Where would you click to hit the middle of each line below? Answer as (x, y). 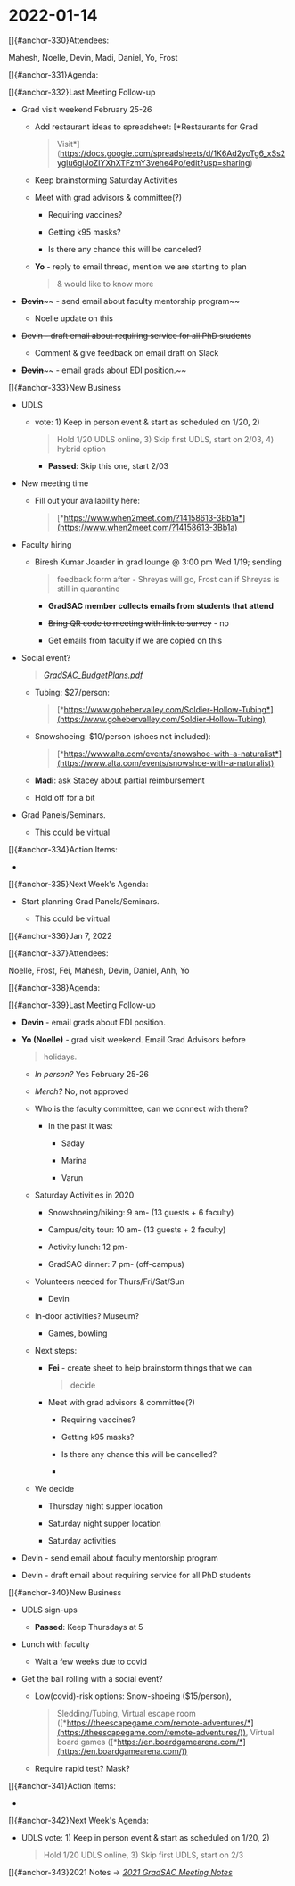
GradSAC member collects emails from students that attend (160, 605)
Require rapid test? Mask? (82, 1768)
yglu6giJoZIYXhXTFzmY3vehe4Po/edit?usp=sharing (153, 162)
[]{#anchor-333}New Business (65, 387)
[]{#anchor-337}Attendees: (58, 953)
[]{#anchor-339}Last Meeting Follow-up (82, 1005)
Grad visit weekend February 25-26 (86, 109)
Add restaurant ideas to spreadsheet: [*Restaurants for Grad (146, 127)
